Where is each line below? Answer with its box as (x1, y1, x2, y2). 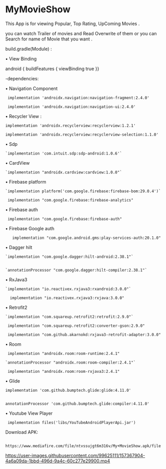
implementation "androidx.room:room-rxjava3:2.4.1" (7, 369, 120, 374)
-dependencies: (5, 75, 39, 81)
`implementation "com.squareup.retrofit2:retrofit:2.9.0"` (5, 314, 134, 319)
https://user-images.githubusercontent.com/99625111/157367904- (5, 452, 146, 458)
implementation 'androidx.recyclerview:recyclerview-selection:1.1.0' (5, 132, 159, 137)
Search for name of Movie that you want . (5, 36, 93, 42)
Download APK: (5, 429, 38, 435)
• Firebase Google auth (5, 225, 55, 231)
